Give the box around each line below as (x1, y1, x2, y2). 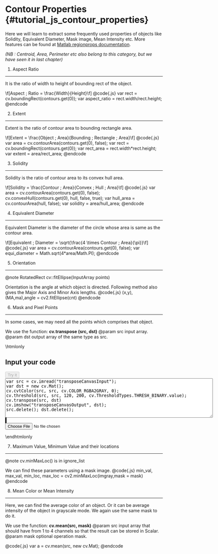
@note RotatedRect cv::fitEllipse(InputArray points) (5, 274, 110, 280)
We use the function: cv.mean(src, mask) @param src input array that (5, 522, 150, 528)
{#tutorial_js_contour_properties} (5, 14, 149, 26)
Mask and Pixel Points (12, 304, 58, 310)
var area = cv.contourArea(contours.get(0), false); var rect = (5, 140, 129, 146)
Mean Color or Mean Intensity (12, 487, 74, 494)
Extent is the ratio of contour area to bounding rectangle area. (5, 125, 132, 131)
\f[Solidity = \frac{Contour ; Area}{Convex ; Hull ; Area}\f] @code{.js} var (5, 184, 156, 190)
